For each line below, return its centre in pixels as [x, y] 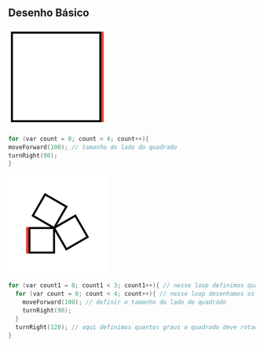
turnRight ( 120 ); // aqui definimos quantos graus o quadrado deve [126, 327]
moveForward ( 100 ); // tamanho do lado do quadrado [93, 147]
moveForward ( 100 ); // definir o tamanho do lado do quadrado [124, 302]
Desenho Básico [49, 13]
